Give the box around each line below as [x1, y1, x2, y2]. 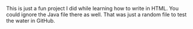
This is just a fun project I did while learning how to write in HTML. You [6, 5, 179, 12]
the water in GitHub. [6, 17, 55, 24]
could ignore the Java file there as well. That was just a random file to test [6, 11, 187, 18]
